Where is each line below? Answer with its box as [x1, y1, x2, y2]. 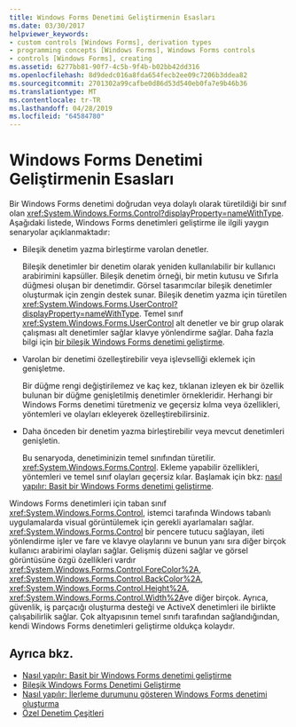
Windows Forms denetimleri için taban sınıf [9, 498, 167, 509]
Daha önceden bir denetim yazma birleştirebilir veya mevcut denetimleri [21, 426, 285, 437]
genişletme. [21, 363, 66, 374]
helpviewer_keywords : [9, 29, 90, 38]
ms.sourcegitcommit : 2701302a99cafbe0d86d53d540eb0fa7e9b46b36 [9, 79, 248, 88]
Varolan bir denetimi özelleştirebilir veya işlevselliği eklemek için [21, 354, 255, 365]
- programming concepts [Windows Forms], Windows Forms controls [9, 46, 255, 55]
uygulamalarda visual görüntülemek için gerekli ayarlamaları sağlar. [9, 517, 254, 528]
